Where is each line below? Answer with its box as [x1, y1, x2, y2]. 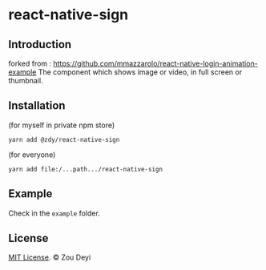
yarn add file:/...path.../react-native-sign [8, 165, 163, 173]
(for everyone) [8, 150, 56, 159]
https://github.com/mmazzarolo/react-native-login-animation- [53, 58, 258, 68]
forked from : [8, 58, 52, 68]
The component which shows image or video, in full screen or [38, 67, 243, 77]
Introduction [8, 38, 72, 51]
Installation [8, 99, 66, 113]
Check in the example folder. [8, 208, 100, 218]
